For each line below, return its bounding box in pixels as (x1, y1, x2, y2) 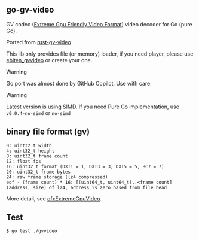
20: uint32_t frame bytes (6, 169, 71, 175)
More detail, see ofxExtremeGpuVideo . (6, 195, 102, 202)
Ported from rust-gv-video (6, 38, 72, 45)
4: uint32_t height (6, 148, 55, 154)
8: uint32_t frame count (6, 153, 68, 159)
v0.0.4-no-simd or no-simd (6, 109, 71, 116)
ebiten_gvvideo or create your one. (6, 56, 93, 63)
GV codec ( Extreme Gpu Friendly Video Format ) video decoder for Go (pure (6, 20, 192, 28)
